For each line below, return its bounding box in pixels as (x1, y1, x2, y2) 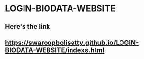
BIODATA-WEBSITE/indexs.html (5, 46, 105, 54)
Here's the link (5, 22, 50, 30)
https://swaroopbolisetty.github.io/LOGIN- (5, 38, 139, 46)
